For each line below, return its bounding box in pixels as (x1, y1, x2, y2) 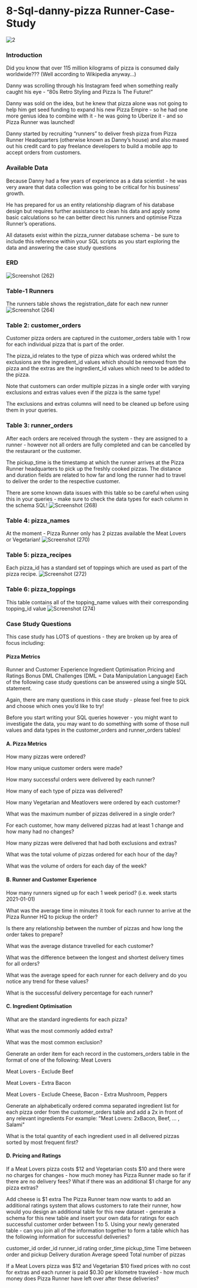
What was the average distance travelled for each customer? (6, 942, 154, 949)
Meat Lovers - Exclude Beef (6, 1068, 74, 1075)
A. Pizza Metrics (6, 740, 47, 747)
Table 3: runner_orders (6, 421, 74, 429)
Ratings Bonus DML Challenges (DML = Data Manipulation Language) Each (6, 672, 188, 680)
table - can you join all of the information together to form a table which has (6, 1227, 189, 1234)
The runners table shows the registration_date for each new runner (6, 300, 169, 308)
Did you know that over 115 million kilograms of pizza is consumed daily (6, 64, 179, 71)
